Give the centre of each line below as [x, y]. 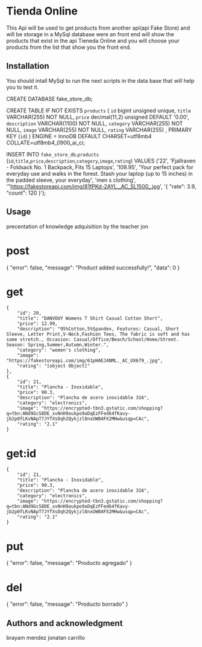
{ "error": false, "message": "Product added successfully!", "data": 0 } [93, 268]
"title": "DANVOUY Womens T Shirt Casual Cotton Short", [90, 318]
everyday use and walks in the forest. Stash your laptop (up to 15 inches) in [99, 173]
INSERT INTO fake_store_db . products [53, 154]
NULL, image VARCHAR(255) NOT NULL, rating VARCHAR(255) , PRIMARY [99, 130]
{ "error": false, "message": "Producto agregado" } [69, 563]
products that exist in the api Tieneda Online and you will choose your [93, 40]
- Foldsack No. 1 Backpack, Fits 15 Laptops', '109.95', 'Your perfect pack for [100, 167]
